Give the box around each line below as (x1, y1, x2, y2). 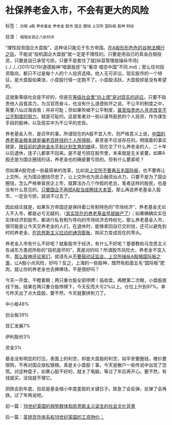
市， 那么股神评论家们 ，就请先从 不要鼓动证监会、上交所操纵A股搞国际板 (5, 253, 157, 260)
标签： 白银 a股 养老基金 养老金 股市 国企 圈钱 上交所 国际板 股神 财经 (5, 23, 134, 29)
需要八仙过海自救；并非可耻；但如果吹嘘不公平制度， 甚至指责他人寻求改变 (5, 106, 162, 113)
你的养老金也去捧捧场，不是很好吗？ (23, 266, 100, 272)
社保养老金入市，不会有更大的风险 (5, 5, 149, 16)
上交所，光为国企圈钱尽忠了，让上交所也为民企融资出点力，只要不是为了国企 (5, 173, 167, 180)
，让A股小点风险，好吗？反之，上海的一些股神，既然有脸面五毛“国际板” (10, 260, 160, 266)
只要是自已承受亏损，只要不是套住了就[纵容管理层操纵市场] (14, 57, 139, 63)
